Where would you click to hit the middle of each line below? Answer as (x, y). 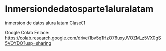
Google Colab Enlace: (27, 32)
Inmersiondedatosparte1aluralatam (79, 9)
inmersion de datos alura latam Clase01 (45, 23)
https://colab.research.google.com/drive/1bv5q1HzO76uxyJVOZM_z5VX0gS (83, 38)
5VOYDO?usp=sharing (28, 43)
